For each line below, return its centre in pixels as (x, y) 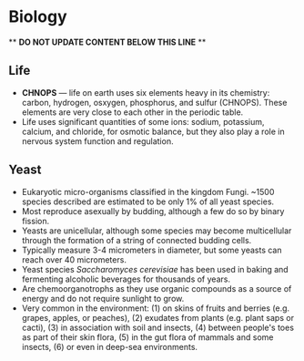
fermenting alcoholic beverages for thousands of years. (126, 279)
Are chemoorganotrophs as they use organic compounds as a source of (157, 288)
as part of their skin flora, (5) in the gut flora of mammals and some (147, 337)
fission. (35, 221)
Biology (38, 17)
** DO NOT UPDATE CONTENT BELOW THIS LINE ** (107, 42)
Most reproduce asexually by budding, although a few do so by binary (153, 211)
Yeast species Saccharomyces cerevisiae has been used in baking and (155, 269)
